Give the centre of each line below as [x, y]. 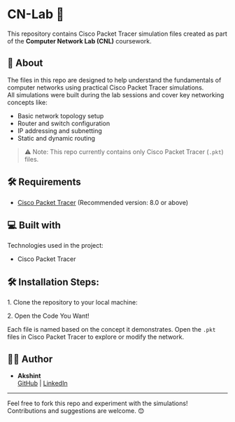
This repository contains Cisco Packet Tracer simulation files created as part [117, 34]
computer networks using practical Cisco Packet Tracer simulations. [106, 87]
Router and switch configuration [64, 123]
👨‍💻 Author [30, 359]
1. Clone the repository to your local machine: [72, 302]
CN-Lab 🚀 [36, 14]
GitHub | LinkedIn [42, 383]
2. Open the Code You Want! [48, 316]
